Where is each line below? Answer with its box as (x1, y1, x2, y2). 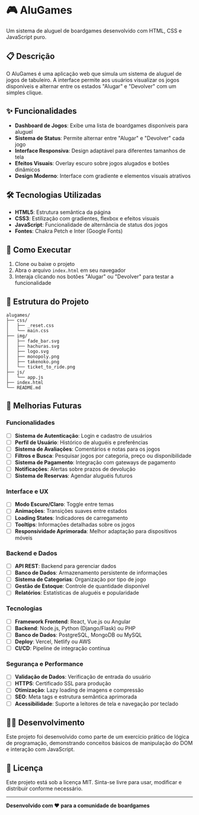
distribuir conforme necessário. (6, 785, 83, 792)
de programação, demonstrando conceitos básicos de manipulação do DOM (6, 740, 193, 747)
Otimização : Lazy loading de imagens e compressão (14, 686, 144, 694)
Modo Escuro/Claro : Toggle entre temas (14, 500, 114, 508)
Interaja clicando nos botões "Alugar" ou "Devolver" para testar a (14, 273, 174, 280)
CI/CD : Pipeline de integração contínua (14, 644, 111, 652)
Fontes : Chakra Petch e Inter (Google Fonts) (14, 227, 123, 235)
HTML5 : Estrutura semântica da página (14, 208, 111, 216)
